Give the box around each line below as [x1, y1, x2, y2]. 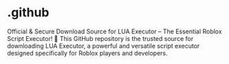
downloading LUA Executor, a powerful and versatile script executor [7, 42, 200, 50]
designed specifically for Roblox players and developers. [7, 49, 168, 57]
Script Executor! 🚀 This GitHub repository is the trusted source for [7, 34, 194, 42]
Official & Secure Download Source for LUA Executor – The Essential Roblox [7, 27, 222, 35]
